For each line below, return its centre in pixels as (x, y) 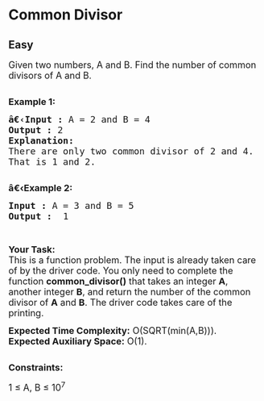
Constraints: (36, 367)
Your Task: (32, 249)
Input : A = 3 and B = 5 (71, 206)
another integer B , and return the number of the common (130, 292)
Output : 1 (39, 216)
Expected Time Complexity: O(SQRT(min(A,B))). (113, 331)
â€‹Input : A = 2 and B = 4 (79, 119)
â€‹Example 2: (41, 188)
